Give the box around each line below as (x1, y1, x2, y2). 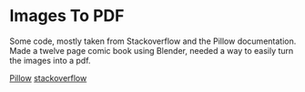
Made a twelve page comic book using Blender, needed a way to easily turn (9, 45, 294, 56)
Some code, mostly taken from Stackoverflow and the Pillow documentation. (9, 36, 297, 46)
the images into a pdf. (9, 55, 91, 66)
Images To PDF (9, 5, 125, 26)
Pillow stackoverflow (9, 72, 87, 83)
